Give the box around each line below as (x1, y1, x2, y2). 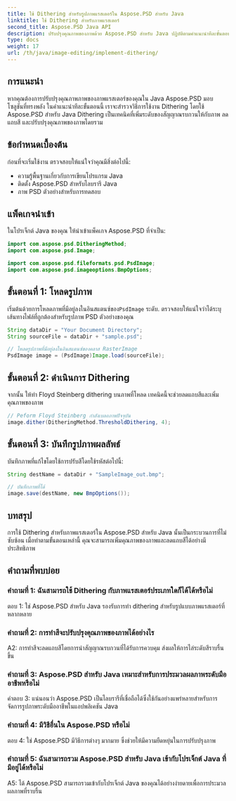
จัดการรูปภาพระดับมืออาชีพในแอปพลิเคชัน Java (7, 702, 118, 710)
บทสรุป (7, 509, 32, 521)
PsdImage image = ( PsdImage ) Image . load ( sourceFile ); (7, 352, 165, 359)
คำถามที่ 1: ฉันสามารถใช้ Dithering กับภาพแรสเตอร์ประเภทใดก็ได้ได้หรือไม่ (7, 586, 213, 596)
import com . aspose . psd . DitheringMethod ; (7, 240, 128, 248)
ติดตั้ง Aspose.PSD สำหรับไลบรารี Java (17, 179, 117, 188)
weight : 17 (7, 43, 39, 50)
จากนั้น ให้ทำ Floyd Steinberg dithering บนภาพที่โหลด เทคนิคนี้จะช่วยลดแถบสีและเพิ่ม (7, 390, 219, 398)
